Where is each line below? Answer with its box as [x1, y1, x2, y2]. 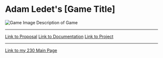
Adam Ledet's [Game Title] [5, 4, 115, 14]
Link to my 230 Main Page [5, 47, 57, 53]
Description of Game [36, 19, 78, 25]
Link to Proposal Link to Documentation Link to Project [5, 33, 114, 39]
